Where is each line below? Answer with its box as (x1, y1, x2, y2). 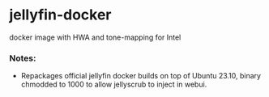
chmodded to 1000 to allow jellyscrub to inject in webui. (20, 79, 207, 90)
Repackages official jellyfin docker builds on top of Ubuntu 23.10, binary (20, 71, 262, 81)
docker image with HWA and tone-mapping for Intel (9, 32, 181, 42)
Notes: (9, 53, 36, 64)
